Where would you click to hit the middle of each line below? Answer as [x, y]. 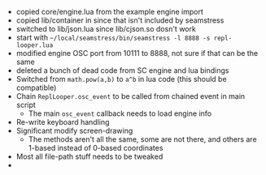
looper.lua [35, 45]
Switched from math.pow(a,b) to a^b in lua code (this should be [121, 79]
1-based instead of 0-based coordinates [96, 148]
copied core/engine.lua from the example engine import [109, 12]
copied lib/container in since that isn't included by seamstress [120, 20]
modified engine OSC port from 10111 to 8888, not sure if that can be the [137, 53]
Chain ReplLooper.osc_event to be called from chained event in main [131, 96]
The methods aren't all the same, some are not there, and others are [143, 139]
